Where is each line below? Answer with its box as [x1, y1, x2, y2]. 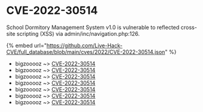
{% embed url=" [6, 42, 47, 49]
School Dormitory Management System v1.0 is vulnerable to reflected [6, 24, 180, 31]
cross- [181, 24, 198, 31]
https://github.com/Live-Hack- [46, 42, 123, 49]
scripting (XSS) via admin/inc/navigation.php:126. [16, 30, 140, 37]
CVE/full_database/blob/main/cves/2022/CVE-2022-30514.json [6, 48, 165, 55]
